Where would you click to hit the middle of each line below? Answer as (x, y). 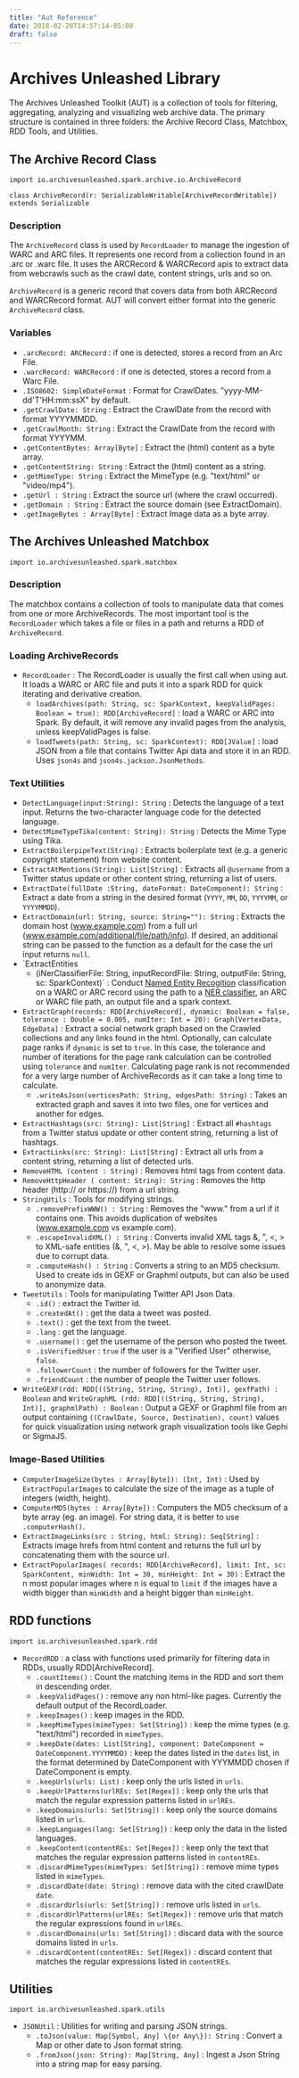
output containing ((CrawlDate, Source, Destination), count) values (150, 1417)
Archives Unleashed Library (115, 78)
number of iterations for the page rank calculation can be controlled (147, 1057)
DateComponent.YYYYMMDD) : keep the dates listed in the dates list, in (157, 1752)
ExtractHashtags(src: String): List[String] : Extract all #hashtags (147, 1123)
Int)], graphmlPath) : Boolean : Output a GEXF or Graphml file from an (154, 1408)
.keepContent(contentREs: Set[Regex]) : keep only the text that (152, 1847)
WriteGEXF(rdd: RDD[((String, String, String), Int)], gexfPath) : (150, 1390)
